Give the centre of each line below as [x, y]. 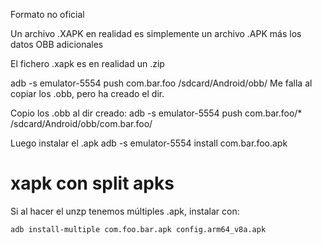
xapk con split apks [92, 183]
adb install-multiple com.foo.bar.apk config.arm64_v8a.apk [138, 229]
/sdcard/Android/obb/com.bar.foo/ [81, 123]
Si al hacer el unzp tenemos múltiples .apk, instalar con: [125, 211]
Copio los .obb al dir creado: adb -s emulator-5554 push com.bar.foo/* [156, 113]
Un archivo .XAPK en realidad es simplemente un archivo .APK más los [156, 33]
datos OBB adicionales [57, 44]
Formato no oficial [47, 14]
